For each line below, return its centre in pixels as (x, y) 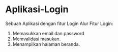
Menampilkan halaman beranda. (46, 44)
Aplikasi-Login (37, 9)
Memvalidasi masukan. (37, 39)
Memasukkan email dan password (49, 33)
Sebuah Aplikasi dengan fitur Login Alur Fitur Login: (59, 23)
